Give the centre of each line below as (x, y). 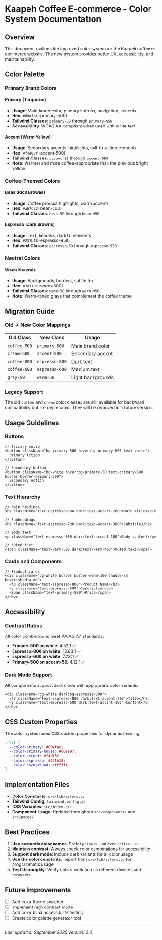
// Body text (18, 533)
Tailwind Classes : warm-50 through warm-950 (56, 291)
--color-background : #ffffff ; (40, 765)
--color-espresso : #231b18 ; (38, 760)
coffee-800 (20, 361)
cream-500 (19, 353)
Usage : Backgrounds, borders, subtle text (54, 281)
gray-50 (16, 377)
